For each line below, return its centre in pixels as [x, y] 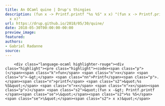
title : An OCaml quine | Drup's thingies [48, 10]
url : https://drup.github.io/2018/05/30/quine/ [55, 23]
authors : [14, 42]
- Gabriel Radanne [24, 46]
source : [13, 51]
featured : [15, 37]
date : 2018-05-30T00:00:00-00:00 [39, 28]
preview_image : [21, 32]
